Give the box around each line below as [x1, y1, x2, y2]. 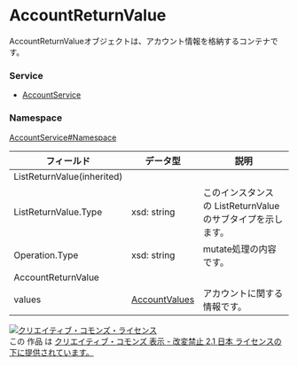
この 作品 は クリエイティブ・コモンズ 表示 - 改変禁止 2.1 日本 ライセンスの [9, 336, 282, 347]
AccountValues [131, 293, 195, 306]
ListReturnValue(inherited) [13, 170, 123, 183]
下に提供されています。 [9, 347, 95, 357]
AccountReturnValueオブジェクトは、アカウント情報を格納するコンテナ [9, 35, 271, 46]
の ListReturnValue [202, 199, 280, 212]
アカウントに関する [202, 287, 284, 300]
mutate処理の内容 [202, 243, 277, 255]
